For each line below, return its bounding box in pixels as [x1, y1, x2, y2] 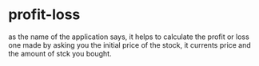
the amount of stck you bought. [8, 49, 112, 58]
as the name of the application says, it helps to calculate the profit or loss [8, 32, 249, 41]
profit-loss [8, 6, 81, 24]
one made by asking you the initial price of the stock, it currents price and [8, 40, 252, 49]
